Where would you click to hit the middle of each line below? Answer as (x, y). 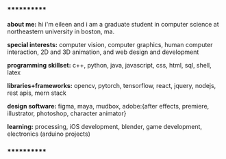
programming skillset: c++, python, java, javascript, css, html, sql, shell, (110, 66)
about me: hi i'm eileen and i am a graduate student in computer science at (113, 25)
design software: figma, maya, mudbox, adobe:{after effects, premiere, (108, 106)
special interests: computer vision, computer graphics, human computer (110, 45)
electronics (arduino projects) (49, 134)
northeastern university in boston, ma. (61, 31)
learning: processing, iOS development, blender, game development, (105, 127)
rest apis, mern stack (37, 93)
